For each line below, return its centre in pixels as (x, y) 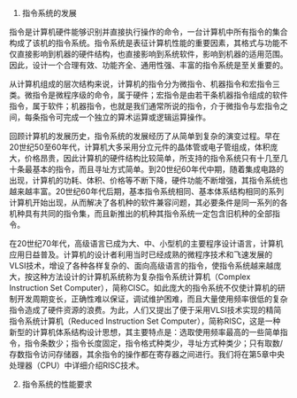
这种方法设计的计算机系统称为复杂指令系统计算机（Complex (141, 277)
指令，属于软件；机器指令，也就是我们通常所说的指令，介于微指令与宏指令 (145, 106)
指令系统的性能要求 (57, 384)
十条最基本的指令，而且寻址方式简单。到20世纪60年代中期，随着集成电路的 (147, 169)
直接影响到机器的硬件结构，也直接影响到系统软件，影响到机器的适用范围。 (152, 54)
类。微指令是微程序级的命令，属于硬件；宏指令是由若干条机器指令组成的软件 (148, 95)
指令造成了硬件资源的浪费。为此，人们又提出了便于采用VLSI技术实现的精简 (145, 310)
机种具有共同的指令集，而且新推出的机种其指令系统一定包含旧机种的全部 (141, 214)
